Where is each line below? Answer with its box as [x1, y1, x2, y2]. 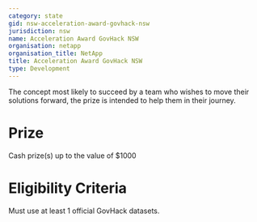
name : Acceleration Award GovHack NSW [8, 34, 139, 43]
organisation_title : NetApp [8, 49, 103, 58]
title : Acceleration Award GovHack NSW [8, 58, 143, 66]
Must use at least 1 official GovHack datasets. [8, 206, 160, 216]
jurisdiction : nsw [8, 27, 70, 35]
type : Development [8, 65, 70, 73]
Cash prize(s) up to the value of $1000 [8, 151, 137, 160]
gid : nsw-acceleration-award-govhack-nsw [8, 19, 150, 28]
